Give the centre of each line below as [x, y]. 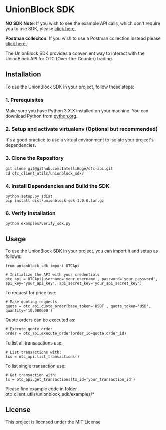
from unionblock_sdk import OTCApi [42, 266]
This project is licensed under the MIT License [53, 422]
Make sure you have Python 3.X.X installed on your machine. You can [77, 111]
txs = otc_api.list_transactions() [42, 357]
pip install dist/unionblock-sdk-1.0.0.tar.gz [55, 200]
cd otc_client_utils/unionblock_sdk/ [45, 173]
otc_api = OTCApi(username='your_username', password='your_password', [81, 279]
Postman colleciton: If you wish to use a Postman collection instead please [83, 38]
